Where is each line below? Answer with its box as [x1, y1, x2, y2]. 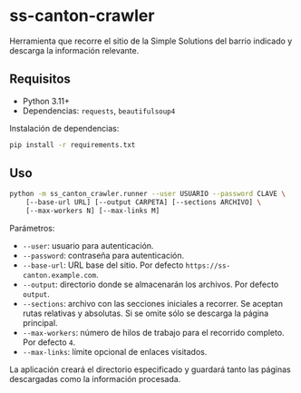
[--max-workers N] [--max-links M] [25, 206, 160, 216]
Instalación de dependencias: [9, 123, 120, 133]
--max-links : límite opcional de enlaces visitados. [22, 347, 208, 358]
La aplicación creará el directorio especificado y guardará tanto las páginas [9, 364, 292, 375]
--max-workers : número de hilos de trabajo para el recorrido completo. [22, 328, 285, 339]
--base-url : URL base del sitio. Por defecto [22, 260, 184, 270]
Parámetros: [9, 223, 55, 234]
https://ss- [185, 261, 231, 270]
